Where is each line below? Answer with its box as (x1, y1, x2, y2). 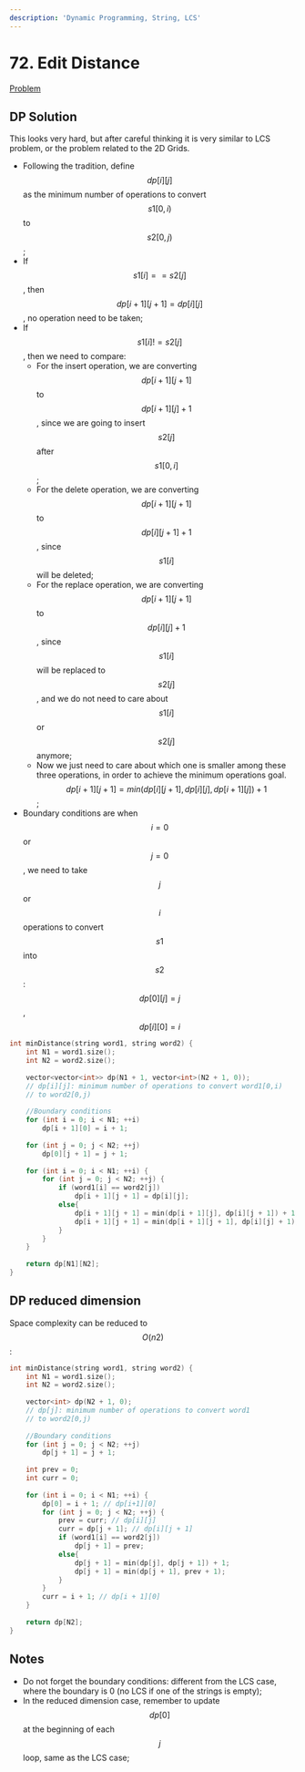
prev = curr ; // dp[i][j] (57, 1516, 157, 1525)
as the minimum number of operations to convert (22, 189, 207, 201)
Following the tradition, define (22, 160, 135, 171)
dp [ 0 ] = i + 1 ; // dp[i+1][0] (42, 1499, 157, 1509)
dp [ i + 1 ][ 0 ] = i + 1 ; (42, 1124, 128, 1133)
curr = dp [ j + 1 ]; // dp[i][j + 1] (57, 1524, 194, 1534)
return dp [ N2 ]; (25, 1617, 84, 1627)
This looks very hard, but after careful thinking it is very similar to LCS (9, 133, 271, 144)
